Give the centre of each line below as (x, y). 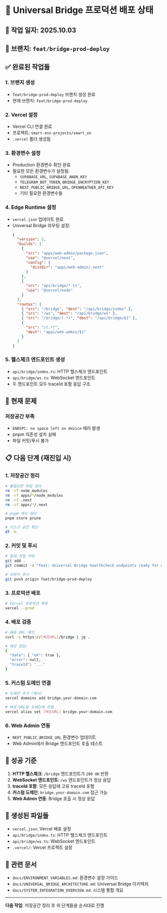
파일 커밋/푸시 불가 (30, 441)
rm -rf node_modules (27, 491)
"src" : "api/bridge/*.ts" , (54, 286)
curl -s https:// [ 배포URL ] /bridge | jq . (48, 637)
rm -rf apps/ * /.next (27, 505)
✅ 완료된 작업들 (28, 67)
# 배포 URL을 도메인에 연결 (29, 707)
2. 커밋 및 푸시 (21, 545)
